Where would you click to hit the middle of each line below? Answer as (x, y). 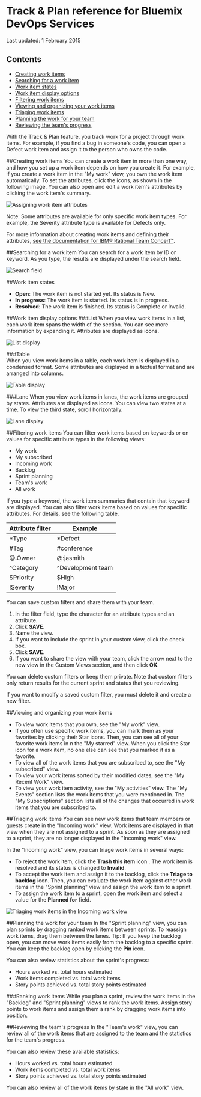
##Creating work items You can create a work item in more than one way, (97, 161)
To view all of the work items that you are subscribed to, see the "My (100, 762)
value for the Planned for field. (53, 899)
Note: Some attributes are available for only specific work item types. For (97, 216)
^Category (24, 567)
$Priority (22, 577)
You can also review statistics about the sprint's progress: (78, 960)
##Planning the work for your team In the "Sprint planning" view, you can (97, 923)
